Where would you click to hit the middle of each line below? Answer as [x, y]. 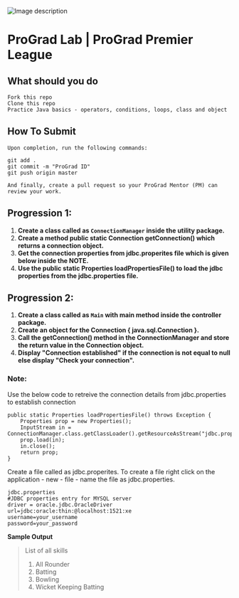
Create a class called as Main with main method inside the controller [119, 315]
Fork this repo [30, 97]
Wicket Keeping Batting [70, 587]
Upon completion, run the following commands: [78, 148]
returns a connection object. [61, 245]
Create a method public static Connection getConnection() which [116, 237]
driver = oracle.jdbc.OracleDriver [60, 505]
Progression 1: [40, 213]
